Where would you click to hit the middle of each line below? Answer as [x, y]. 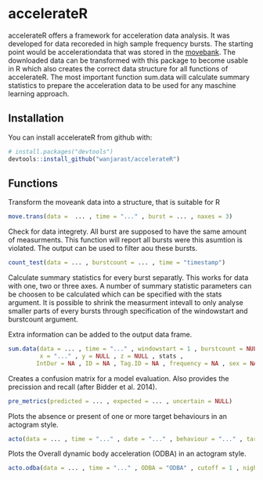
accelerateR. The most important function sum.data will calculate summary [129, 77]
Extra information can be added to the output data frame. [100, 335]
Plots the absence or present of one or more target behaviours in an [117, 416]
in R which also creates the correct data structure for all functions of [118, 68]
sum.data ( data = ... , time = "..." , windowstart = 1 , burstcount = [126, 349]
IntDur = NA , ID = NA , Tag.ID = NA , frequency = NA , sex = [141, 363]
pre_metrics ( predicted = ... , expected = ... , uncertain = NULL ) [121, 401]
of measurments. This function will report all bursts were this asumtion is [125, 240]
